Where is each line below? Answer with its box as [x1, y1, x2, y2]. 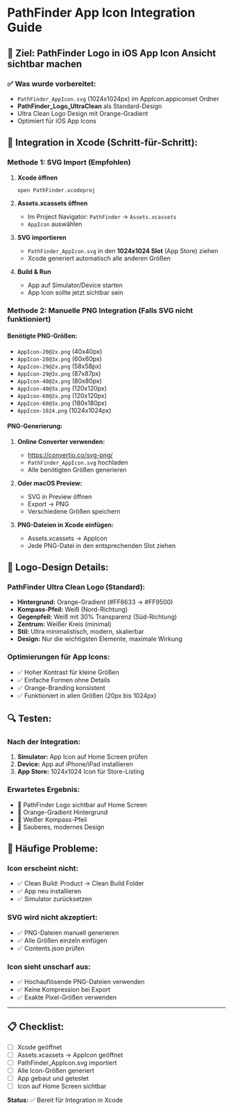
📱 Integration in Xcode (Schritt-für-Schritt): [7, 137, 198, 148]
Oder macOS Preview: [17, 479, 83, 487]
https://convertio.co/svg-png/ [27, 451, 113, 459]
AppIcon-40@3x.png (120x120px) [17, 384, 107, 393]
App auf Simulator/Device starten [27, 281, 123, 289]
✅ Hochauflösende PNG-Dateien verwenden [17, 978, 145, 986]
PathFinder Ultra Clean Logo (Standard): [7, 583, 146, 592]
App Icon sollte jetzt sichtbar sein [27, 288, 123, 297]
